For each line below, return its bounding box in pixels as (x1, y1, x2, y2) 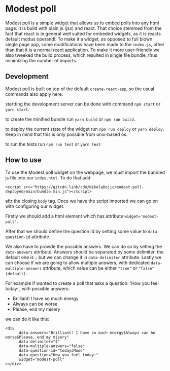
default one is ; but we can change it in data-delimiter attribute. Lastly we (5, 254, 161, 260)
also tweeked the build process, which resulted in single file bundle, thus (5, 52, 157, 58)
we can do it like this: (5, 316, 50, 322)
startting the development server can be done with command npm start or (5, 101, 161, 107)
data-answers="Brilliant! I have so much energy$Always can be (18, 330, 156, 335)
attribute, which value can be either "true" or (43, 265, 138, 271)
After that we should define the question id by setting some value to (5, 228, 147, 234)
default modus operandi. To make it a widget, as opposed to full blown (5, 36, 153, 42)
